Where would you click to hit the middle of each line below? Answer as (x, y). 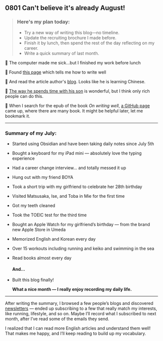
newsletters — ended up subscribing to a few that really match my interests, (81, 308)
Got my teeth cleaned (34, 205)
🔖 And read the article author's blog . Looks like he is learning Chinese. (75, 81)
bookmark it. (18, 116)
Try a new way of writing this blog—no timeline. (72, 32)
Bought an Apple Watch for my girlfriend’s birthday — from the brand (81, 224)
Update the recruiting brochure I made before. (70, 38)
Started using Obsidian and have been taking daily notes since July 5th (83, 144)
